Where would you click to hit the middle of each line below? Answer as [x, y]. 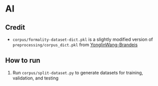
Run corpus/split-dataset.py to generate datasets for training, [78, 72]
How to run [23, 61]
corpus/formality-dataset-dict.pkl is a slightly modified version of [83, 39]
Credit [15, 27]
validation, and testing [35, 78]
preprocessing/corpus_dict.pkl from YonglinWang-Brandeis [75, 45]
